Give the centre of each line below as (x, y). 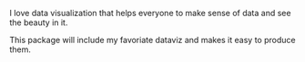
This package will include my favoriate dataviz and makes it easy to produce (152, 40)
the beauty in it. (39, 22)
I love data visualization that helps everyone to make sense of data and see (150, 13)
